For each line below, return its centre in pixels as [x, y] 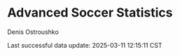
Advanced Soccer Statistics [90, 13]
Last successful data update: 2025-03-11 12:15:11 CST [85, 45]
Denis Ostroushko [33, 32]
